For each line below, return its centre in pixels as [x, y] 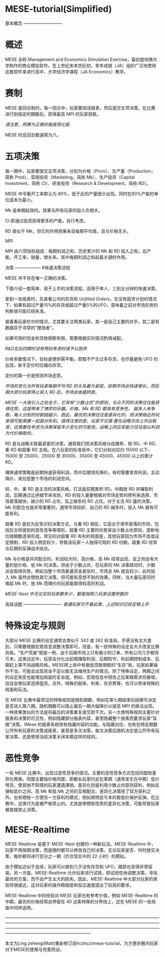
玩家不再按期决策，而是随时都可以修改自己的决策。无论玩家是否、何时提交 [80, 850]
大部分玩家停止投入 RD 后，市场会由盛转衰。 [54, 392]
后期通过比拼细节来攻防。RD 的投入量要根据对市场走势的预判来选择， [84, 495]
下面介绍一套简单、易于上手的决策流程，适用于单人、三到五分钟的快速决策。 [82, 288]
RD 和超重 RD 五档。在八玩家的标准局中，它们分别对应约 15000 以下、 [82, 449]
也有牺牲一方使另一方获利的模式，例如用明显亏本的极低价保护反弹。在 [84, 797]
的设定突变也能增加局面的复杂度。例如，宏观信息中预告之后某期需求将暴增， [82, 677]
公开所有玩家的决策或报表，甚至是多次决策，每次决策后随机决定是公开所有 [80, 730]
